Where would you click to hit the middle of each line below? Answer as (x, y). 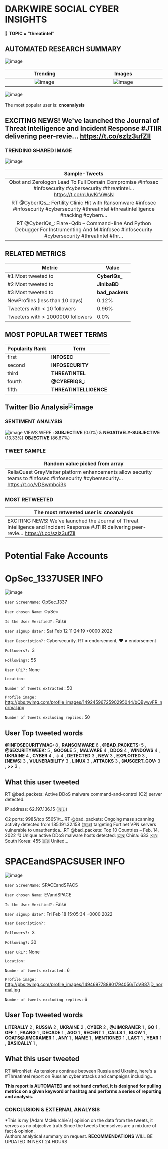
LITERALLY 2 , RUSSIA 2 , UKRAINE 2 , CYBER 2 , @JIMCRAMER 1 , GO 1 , (83, 1027)
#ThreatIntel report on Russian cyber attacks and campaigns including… (79, 1076)
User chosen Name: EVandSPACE (38, 895)
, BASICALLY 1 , (21, 1043)
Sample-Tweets (84, 174)
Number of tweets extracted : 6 (37, 970)
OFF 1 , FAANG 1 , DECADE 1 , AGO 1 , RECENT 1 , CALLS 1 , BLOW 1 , (76, 1032)
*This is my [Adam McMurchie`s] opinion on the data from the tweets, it (79, 1120)
